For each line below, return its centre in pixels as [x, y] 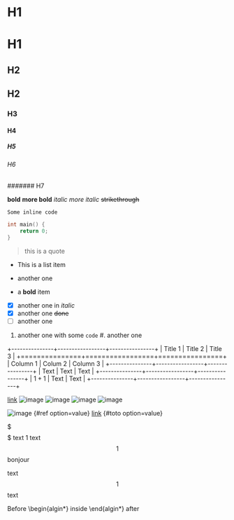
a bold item [34, 292]
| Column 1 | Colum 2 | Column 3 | [56, 364]
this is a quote [44, 251]
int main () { [26, 225]
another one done [43, 313]
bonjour [19, 460]
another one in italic [46, 305]
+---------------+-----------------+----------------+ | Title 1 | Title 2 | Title [115, 349]
